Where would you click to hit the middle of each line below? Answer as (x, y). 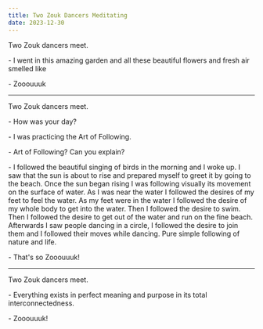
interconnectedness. (41, 303)
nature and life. (32, 242)
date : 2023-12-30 (36, 23)
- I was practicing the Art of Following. (70, 136)
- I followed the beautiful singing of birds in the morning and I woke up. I (124, 167)
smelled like (27, 68)
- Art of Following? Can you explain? (67, 152)
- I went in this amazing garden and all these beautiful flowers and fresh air (129, 60)
